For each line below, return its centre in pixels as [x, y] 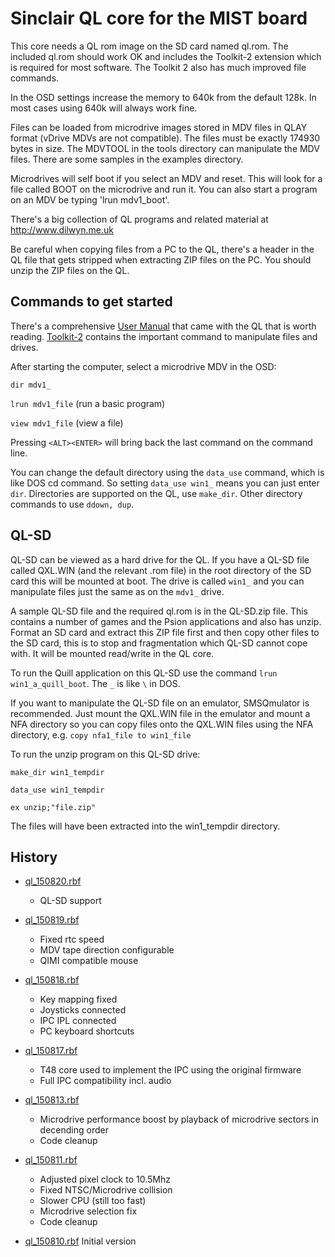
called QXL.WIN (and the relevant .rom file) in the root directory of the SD [161, 570]
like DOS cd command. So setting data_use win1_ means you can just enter [165, 483]
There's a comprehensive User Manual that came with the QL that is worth [163, 326]
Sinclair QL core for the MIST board [159, 18]
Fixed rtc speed [72, 939]
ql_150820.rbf [53, 881]
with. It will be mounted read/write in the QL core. [112, 653]
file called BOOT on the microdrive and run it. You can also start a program [164, 189]
